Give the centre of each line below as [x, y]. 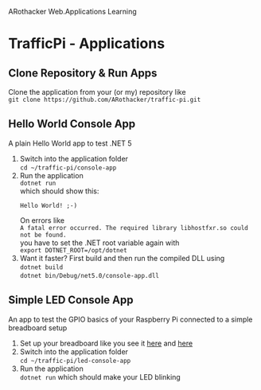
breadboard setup [38, 328]
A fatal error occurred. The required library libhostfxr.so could [134, 228]
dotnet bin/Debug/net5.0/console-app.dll [89, 275]
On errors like [42, 220]
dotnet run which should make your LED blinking [100, 376]
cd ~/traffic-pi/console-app [68, 168]
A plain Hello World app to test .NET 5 [70, 143]
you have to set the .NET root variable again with [99, 243]
